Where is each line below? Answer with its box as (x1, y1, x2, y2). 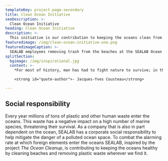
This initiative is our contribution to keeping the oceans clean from (9, 35, 162, 40)
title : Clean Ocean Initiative (5, 12, 70, 17)
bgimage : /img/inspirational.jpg (9, 58, 79, 63)
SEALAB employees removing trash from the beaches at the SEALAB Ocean (9, 49, 162, 54)
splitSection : (5, 53, 35, 59)
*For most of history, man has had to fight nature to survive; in (14, 68, 157, 73)
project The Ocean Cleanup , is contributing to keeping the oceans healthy (5, 144, 158, 150)
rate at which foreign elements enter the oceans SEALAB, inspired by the (5, 139, 155, 145)
